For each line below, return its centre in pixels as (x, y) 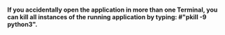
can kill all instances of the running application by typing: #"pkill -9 (107, 16)
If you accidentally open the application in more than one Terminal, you (112, 10)
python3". (22, 24)
